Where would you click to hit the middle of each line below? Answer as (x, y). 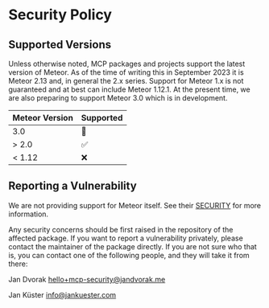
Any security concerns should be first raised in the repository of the (121, 229)
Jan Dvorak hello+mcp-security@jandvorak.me (87, 279)
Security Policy (60, 15)
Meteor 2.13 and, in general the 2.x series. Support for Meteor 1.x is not (126, 81)
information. (29, 214)
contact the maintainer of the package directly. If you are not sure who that (133, 246)
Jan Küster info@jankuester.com (62, 294)
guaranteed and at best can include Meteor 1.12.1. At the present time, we (130, 89)
